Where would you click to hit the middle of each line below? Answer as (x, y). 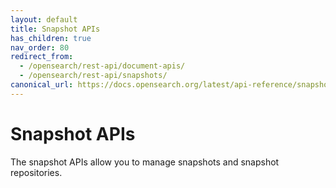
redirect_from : (42, 57)
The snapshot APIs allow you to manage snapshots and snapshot (145, 162)
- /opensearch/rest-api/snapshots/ (93, 76)
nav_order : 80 (40, 47)
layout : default (44, 19)
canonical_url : (42, 85)
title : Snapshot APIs (55, 29)
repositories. (36, 172)
